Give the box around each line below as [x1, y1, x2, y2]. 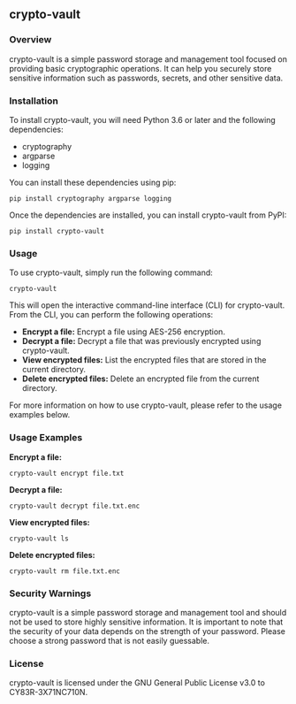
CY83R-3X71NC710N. [9, 687, 88, 698]
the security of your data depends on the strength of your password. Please [9, 625, 285, 636]
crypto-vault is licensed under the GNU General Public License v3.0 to [9, 677, 265, 688]
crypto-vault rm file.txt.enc [9, 566, 121, 576]
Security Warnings [9, 587, 92, 600]
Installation [9, 95, 59, 107]
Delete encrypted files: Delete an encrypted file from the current [21, 373, 260, 384]
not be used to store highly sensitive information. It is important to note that [9, 616, 284, 627]
